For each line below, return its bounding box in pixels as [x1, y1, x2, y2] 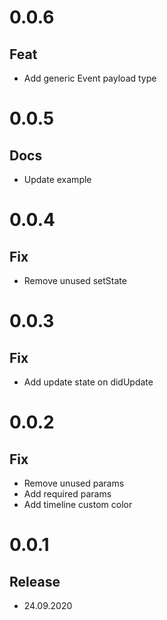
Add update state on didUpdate [23, 376, 154, 388]
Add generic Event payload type [23, 72, 157, 84]
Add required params [23, 488, 112, 500]
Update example [23, 174, 92, 185]
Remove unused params [23, 477, 125, 489]
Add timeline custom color [23, 499, 133, 510]
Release [9, 573, 61, 590]
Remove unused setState [23, 275, 127, 286]
